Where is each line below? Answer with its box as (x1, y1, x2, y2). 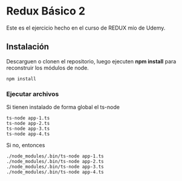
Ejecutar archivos (6, 89, 59, 98)
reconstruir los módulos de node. (6, 64, 89, 71)
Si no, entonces (6, 142, 45, 149)
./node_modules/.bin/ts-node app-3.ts (6, 164, 104, 170)
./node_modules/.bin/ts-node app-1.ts (6, 153, 104, 159)
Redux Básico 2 (6, 4, 86, 18)
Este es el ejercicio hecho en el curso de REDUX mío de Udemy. (6, 24, 166, 31)
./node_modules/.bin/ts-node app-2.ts (6, 159, 104, 165)
